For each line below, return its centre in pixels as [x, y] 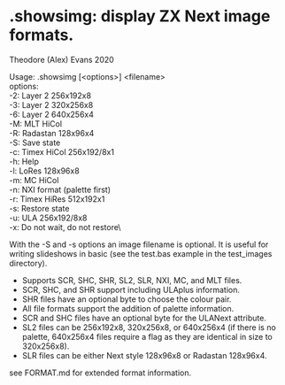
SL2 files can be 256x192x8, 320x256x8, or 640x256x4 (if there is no [149, 327]
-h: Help [24, 161]
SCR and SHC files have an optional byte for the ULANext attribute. [144, 318]
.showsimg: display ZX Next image [140, 16]
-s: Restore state [39, 208]
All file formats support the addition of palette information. [128, 308]
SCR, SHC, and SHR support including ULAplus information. [131, 289]
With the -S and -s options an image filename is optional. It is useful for [139, 244]
